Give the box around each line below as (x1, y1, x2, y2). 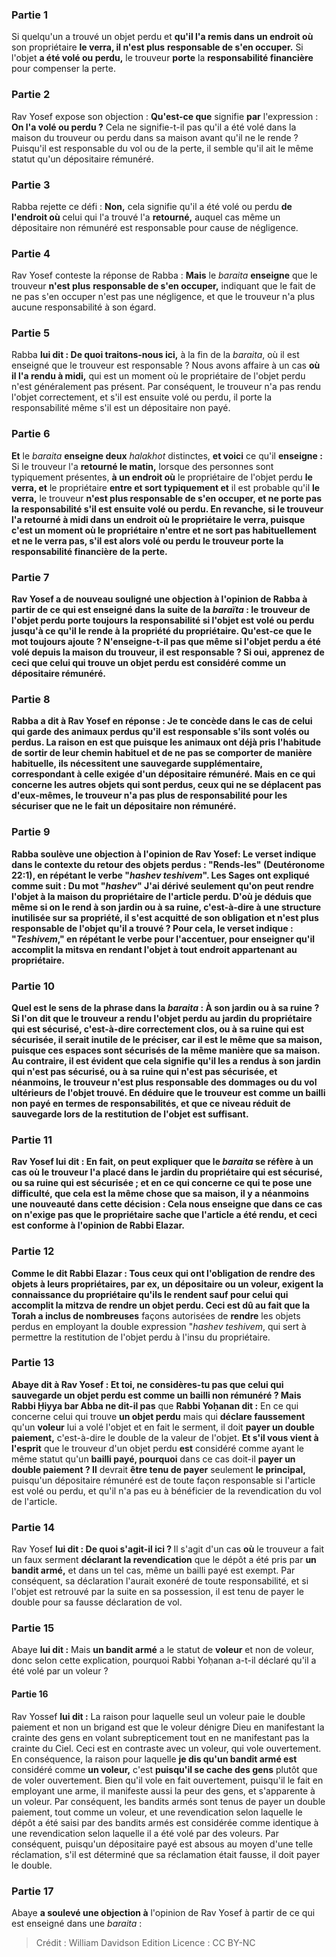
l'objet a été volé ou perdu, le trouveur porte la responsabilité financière (11, 52, 314, 64)
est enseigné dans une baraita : (11, 1917, 143, 1929)
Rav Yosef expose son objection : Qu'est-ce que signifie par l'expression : (11, 110, 319, 122)
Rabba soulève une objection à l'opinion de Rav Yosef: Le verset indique (11, 848, 317, 860)
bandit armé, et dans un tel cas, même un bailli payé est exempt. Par (11, 1564, 296, 1577)
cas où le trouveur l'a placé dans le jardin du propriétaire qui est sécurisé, (11, 1166, 323, 1178)
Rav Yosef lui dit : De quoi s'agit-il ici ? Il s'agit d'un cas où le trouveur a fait (11, 1543, 324, 1555)
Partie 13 (11, 1356, 55, 1370)
